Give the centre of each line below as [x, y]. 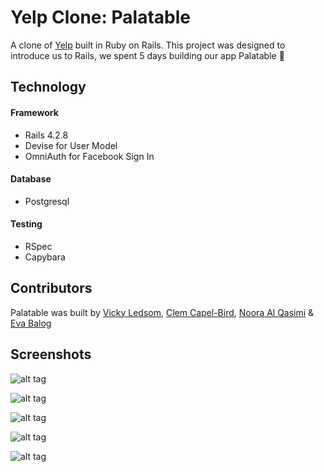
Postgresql [47, 201]
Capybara [45, 257]
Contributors [51, 288]
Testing [26, 224]
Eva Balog [31, 323]
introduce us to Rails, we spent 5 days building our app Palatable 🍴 [147, 55]
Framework [34, 112]
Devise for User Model [71, 145]
